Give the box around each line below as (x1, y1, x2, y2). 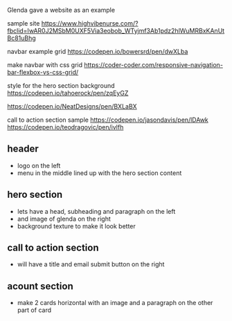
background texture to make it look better (17, 221, 136, 230)
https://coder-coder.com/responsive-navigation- (84, 61, 224, 68)
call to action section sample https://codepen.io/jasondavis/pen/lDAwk (7, 116, 209, 124)
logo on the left (17, 161, 61, 169)
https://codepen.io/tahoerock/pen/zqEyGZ (7, 89, 129, 97)
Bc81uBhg (7, 34, 36, 42)
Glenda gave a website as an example (7, 6, 116, 14)
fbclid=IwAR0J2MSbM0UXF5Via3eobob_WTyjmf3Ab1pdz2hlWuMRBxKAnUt (7, 27, 225, 35)
